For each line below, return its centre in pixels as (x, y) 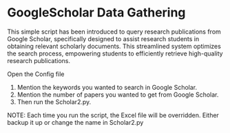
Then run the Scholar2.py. (54, 101)
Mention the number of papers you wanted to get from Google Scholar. (118, 95)
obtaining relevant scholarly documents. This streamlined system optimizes (114, 46)
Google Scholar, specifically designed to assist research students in (103, 38)
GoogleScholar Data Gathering (96, 13)
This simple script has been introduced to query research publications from (114, 32)
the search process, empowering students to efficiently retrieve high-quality (115, 53)
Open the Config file (36, 74)
